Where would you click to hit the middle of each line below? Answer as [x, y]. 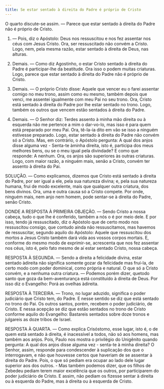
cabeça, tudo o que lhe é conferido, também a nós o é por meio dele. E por [81, 216]
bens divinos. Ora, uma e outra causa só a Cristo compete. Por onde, [75, 191]
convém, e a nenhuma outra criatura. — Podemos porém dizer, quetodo [77, 273]
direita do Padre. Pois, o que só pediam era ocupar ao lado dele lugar [75, 360]
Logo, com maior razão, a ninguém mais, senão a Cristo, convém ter [81, 161]
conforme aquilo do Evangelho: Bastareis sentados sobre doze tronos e [77, 314]
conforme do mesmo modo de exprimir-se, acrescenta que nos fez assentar [82, 243]
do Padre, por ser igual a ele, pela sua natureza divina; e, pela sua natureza [81, 181]
